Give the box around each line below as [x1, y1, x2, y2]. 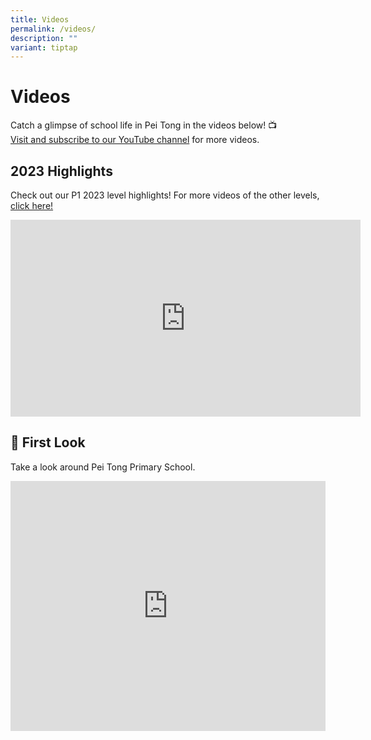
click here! [10, 200, 54, 211]
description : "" [10, 33, 78, 43]
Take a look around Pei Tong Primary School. [10, 461, 196, 473]
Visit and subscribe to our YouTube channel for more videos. [10, 134, 260, 146]
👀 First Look [10, 434, 86, 451]
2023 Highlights [10, 162, 113, 180]
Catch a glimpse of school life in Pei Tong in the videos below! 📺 [10, 119, 278, 131]
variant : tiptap [10, 42, 78, 53]
